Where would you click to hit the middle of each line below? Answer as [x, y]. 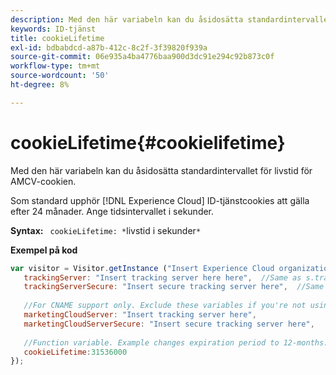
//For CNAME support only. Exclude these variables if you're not [165, 306]
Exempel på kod [44, 250]
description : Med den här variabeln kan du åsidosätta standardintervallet [171, 19]
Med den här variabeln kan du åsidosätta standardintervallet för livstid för [161, 170]
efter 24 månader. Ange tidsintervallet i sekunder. [112, 211]
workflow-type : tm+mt [55, 66]
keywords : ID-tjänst [53, 29]
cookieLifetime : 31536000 [75, 352]
